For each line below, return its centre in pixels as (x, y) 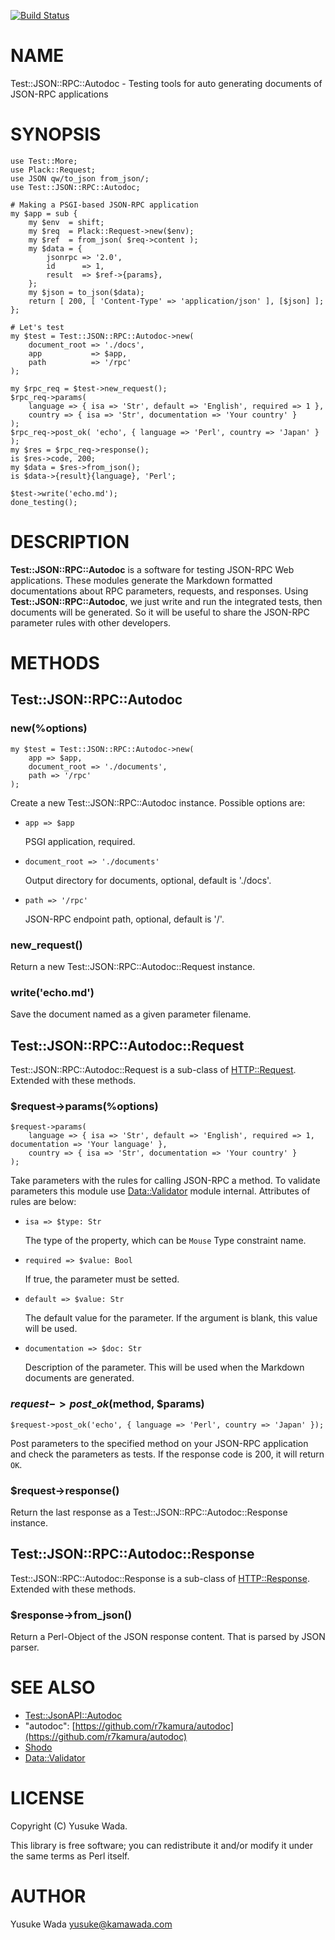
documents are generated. (79, 1378)
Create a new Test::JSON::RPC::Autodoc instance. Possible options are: (158, 802)
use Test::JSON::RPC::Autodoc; (75, 187)
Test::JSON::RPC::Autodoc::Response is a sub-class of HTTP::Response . (160, 1578)
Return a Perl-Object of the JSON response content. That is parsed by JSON (168, 1637)
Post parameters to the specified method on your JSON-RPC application (159, 1443)
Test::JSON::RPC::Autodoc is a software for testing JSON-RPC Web (152, 569)
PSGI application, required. (80, 841)
